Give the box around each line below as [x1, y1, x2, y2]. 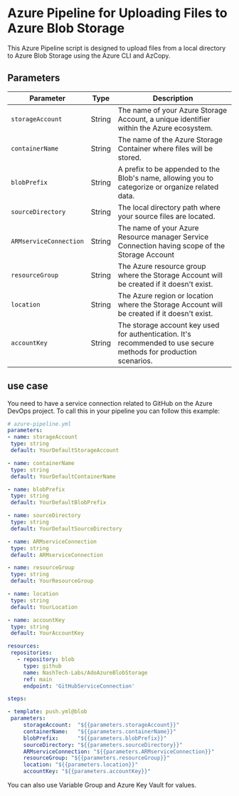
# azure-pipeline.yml [7, 420, 72, 427]
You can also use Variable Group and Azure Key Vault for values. [7, 781, 197, 790]
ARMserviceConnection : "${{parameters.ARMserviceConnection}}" [23, 747, 215, 755]
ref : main [23, 675, 53, 683]
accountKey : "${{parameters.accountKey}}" [23, 768, 152, 775]
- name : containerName [7, 459, 75, 466]
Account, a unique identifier [117, 114, 211, 124]
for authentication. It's [117, 329, 191, 339]
